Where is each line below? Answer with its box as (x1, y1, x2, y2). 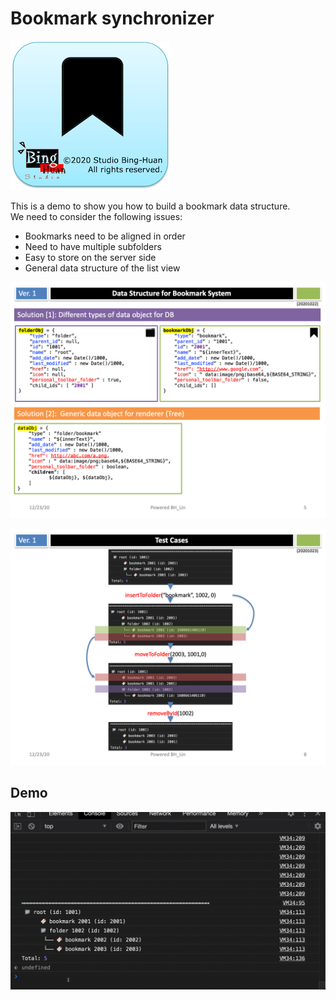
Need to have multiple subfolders (24, 240, 162, 252)
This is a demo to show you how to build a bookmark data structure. (10, 200, 291, 212)
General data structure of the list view (24, 262, 181, 274)
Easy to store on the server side (24, 251, 157, 263)
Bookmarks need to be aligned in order (24, 230, 186, 242)
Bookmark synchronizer (10, 7, 215, 30)
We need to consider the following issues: (10, 210, 183, 222)
